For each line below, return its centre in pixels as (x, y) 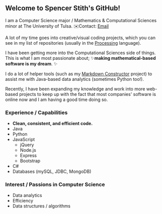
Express (28, 156)
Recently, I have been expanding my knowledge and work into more (75, 89)
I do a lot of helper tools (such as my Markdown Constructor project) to (79, 74)
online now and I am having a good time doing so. (57, 99)
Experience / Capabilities (36, 113)
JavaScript (24, 140)
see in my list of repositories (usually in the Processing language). (73, 43)
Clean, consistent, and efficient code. (52, 124)
